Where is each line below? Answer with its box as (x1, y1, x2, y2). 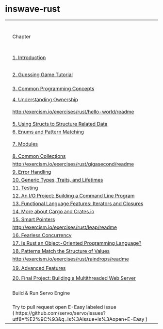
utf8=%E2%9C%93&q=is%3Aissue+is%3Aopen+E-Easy (12, 316, 145, 323)
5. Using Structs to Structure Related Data (12, 121, 108, 128)
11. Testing (12, 184, 38, 191)
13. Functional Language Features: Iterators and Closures (12, 201, 144, 207)
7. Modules (12, 141, 38, 147)
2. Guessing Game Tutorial (12, 72, 73, 78)
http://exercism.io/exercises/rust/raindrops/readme (12, 256, 130, 262)
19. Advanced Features (12, 264, 66, 271)
